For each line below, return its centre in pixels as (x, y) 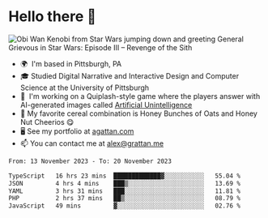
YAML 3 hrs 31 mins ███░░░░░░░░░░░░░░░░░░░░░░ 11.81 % (125, 191)
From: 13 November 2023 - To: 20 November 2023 (90, 161)
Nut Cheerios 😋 (47, 122)
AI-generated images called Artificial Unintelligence (106, 105)
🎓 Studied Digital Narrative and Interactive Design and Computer (130, 75)
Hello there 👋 (53, 17)
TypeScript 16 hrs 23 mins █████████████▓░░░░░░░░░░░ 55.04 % (125, 176)
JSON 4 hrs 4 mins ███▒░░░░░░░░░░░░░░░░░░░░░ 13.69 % (125, 183)
